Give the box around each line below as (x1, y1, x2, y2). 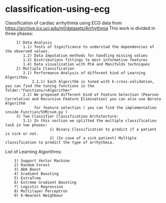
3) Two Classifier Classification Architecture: (16, 114, 119, 119)
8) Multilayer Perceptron (14, 189, 68, 194)
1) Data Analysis (16, 40, 52, 45)
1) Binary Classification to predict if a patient (49, 127, 157, 132)
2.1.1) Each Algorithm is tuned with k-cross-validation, (31, 79, 155, 84)
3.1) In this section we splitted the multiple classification (23, 118, 157, 123)
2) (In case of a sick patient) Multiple (49, 135, 137, 140)
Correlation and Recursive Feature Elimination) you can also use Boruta (5, 96, 162, 101)
